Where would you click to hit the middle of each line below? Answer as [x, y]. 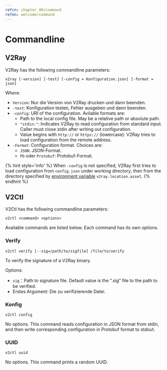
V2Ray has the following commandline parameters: [58, 70]
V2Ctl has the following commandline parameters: [57, 209]
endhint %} [17, 181]
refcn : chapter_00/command [33, 10]
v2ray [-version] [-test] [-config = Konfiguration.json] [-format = [79, 79]
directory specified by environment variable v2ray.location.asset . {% [78, 176]
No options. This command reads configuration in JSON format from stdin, [82, 324]
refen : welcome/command [30, 15]
